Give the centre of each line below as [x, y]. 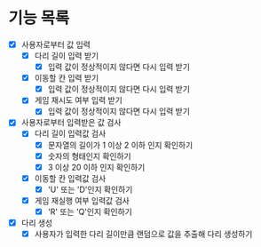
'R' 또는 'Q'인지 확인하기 [90, 211]
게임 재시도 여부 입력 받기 [79, 100]
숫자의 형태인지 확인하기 [89, 155]
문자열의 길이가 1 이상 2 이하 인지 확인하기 [120, 145]
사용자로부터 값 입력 [55, 44]
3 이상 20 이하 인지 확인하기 [96, 167]
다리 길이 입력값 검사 [70, 133]
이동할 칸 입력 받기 [67, 78]
